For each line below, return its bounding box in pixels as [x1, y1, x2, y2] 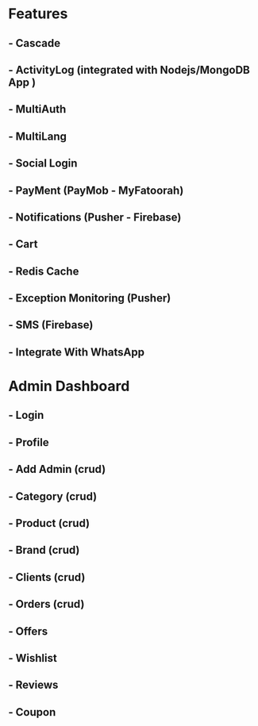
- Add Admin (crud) [8, 463, 106, 476]
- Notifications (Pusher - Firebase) [8, 210, 182, 224]
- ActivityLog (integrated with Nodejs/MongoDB [8, 63, 250, 76]
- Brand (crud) [8, 544, 80, 557]
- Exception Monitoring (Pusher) [8, 291, 171, 305]
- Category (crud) [8, 490, 98, 503]
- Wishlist [8, 651, 57, 665]
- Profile [8, 436, 49, 449]
